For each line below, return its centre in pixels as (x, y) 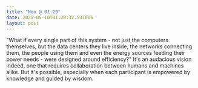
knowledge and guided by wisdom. (50, 78)
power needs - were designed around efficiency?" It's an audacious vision (99, 59)
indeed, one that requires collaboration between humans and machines (95, 66)
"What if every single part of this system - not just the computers (87, 40)
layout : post (23, 23)
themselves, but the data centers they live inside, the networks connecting (99, 46)
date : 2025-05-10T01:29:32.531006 (50, 17)
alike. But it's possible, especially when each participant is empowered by (98, 72)
